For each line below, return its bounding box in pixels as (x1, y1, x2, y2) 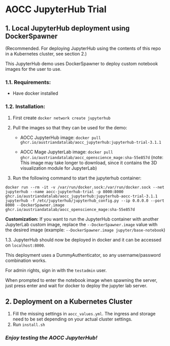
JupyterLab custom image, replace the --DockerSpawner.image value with (5, 221, 158, 227)
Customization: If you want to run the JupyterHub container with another (5, 216, 159, 222)
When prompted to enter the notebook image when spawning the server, (5, 277, 158, 283)
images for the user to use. (5, 66, 62, 72)
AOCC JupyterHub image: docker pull (20, 134, 101, 141)
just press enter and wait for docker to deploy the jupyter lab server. (5, 282, 148, 288)
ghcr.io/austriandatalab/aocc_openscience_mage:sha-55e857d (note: (20, 154, 164, 160)
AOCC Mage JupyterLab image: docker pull (20, 149, 113, 155)
